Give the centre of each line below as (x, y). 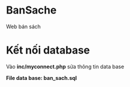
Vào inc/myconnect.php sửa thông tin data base (65, 66)
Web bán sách (23, 26)
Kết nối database (48, 50)
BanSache (31, 10)
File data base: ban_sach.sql (42, 78)
